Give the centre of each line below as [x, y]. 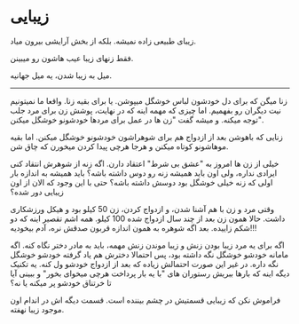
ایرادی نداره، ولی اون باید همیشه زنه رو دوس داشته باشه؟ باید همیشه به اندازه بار [144, 173]
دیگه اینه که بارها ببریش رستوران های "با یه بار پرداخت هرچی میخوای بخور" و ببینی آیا [150, 273]
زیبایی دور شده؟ [37, 192]
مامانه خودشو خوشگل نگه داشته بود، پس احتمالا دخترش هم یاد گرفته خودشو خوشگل [149, 254]
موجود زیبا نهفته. [37, 309]
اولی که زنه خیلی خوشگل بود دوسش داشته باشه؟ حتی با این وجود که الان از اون [142, 182]
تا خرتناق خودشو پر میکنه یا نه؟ [61, 282]
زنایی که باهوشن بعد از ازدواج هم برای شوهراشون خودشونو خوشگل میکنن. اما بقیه [146, 137]
